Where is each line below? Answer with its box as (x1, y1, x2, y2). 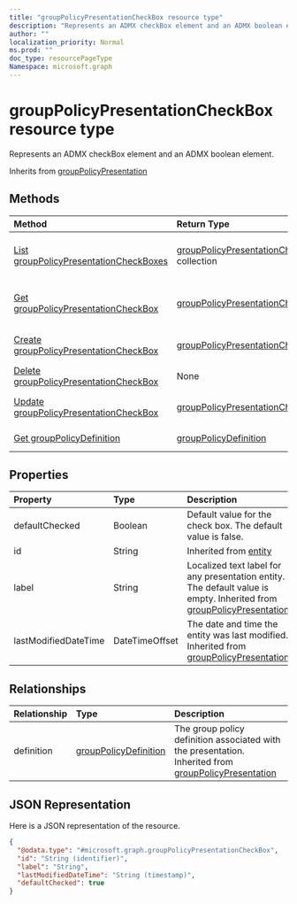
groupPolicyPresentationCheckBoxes (13, 254, 169, 267)
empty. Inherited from (187, 592, 278, 605)
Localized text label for (187, 560, 282, 572)
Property (13, 493, 52, 506)
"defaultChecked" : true (17, 878, 104, 888)
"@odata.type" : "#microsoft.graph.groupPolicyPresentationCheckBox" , (17, 846, 278, 854)
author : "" (9, 29, 49, 38)
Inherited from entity (187, 545, 272, 558)
